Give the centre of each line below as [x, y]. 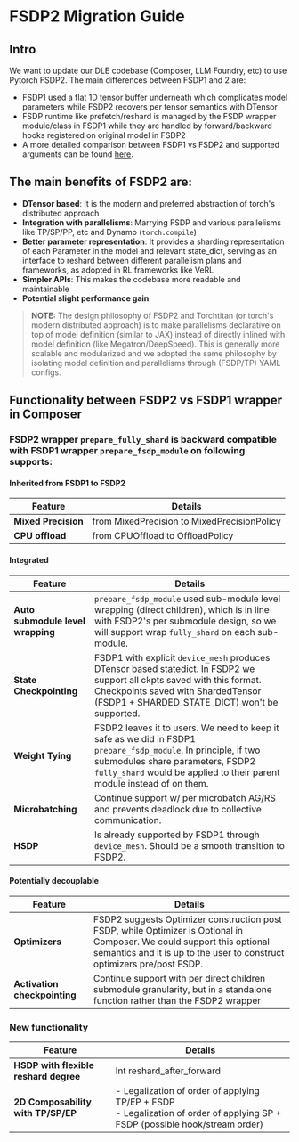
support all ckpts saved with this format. [178, 680]
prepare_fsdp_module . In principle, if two [177, 750]
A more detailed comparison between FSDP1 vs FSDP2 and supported [151, 145]
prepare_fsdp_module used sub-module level [187, 599]
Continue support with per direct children [179, 978]
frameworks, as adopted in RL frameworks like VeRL [118, 270]
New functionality [49, 1027]
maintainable [45, 289]
